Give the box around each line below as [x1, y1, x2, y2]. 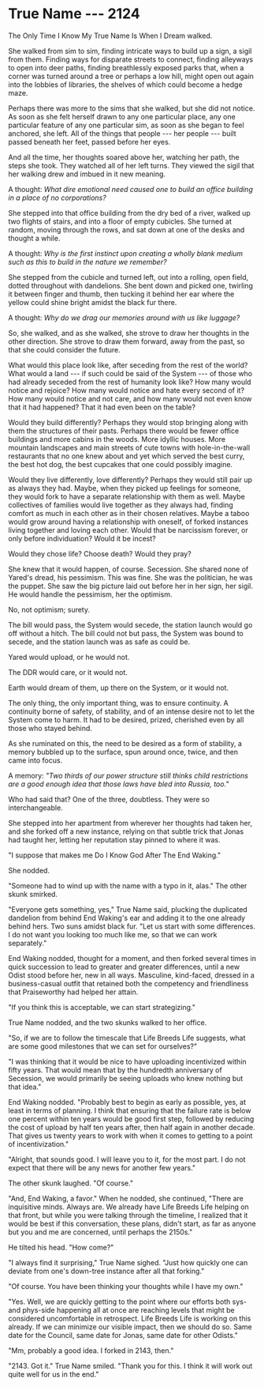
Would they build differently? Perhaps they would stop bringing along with [8, 417, 248, 427]
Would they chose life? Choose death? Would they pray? [8, 548, 191, 558]
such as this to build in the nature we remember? [8, 257, 167, 266]
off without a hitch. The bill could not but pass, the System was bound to [8, 628, 244, 638]
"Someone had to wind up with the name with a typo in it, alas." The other [8, 880, 247, 890]
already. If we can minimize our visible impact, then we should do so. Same [8, 1321, 252, 1332]
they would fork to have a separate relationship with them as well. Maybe [8, 492, 246, 501]
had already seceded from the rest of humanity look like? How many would [8, 377, 251, 386]
